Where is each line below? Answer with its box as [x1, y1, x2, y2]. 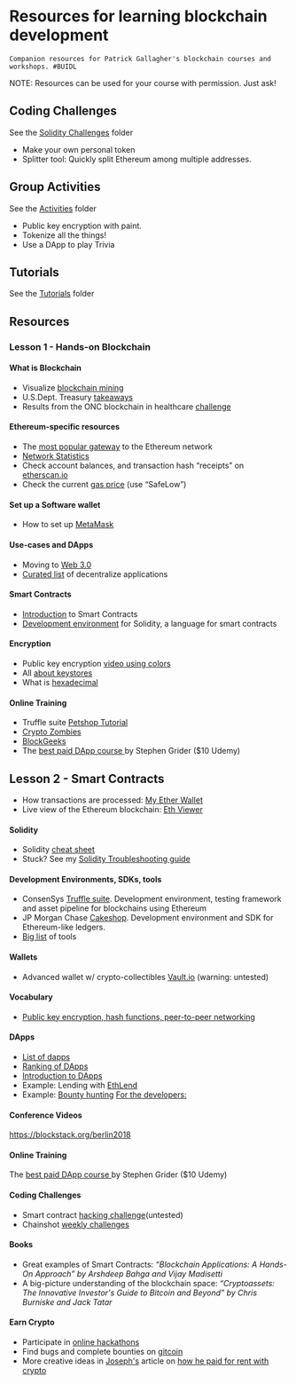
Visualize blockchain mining [21, 382, 124, 392]
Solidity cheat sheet [21, 844, 96, 855]
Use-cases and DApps [9, 539, 94, 550]
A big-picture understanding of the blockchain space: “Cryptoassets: [21, 1277, 275, 1288]
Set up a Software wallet [9, 499, 101, 510]
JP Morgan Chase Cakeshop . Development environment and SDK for [21, 913, 274, 923]
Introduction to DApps [21, 1070, 103, 1080]
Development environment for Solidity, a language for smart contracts [21, 618, 277, 629]
